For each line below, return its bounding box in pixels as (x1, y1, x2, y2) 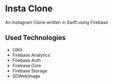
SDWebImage (12, 73, 40, 79)
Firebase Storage (12, 68, 48, 74)
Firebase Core (12, 62, 41, 68)
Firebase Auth (12, 57, 41, 63)
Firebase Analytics (12, 52, 50, 58)
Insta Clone (5, 3, 53, 14)
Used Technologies (5, 34, 66, 42)
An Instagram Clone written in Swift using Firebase (5, 19, 109, 25)
